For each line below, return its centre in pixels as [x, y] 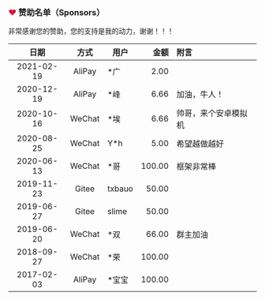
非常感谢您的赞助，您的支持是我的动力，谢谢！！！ [91, 31]
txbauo [121, 189]
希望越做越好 [200, 144]
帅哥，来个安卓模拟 [212, 114]
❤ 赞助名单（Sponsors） [56, 12]
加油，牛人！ [200, 95]
